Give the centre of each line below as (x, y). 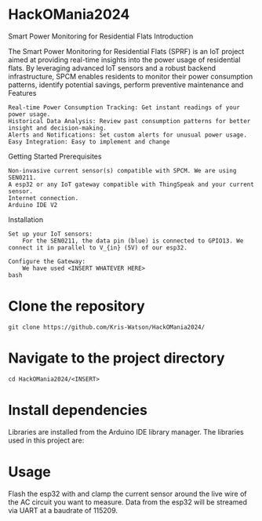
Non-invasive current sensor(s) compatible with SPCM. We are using (122, 170)
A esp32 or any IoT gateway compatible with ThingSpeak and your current (131, 184)
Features (22, 93)
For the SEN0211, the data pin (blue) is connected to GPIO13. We (133, 241)
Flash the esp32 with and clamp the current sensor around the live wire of (127, 494)
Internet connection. (44, 198)
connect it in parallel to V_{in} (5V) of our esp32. (98, 248)
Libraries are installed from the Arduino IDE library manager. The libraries (126, 432)
